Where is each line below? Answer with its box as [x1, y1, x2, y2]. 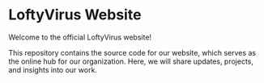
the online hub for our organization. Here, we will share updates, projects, [8, 56, 253, 66]
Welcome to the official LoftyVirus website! [8, 32, 152, 42]
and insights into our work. [8, 64, 97, 74]
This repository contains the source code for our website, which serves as [8, 48, 257, 57]
